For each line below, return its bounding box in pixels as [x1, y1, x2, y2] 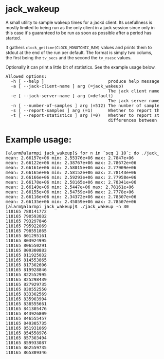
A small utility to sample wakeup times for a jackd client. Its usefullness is [5, 19, 153, 25]
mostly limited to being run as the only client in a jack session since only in [5, 24, 155, 30]
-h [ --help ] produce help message [10, 78, 160, 84]
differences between [108, 117, 157, 123]
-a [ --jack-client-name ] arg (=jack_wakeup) [10, 83, 124, 89]
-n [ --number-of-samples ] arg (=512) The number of [10, 103, 142, 108]
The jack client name [108, 88, 160, 93]
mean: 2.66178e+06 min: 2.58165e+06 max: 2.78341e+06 [5, 179, 137, 185]
